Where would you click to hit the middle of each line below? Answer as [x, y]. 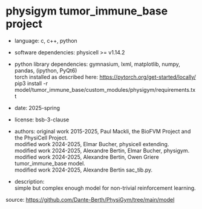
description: [29, 181]
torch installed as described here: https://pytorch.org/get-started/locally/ [105, 77]
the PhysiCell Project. [41, 138]
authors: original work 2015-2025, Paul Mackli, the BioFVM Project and [103, 131]
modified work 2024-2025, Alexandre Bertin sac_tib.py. [83, 170]
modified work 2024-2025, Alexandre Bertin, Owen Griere [87, 157]
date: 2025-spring [37, 108]
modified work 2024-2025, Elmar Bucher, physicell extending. [92, 144]
